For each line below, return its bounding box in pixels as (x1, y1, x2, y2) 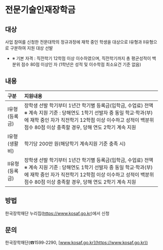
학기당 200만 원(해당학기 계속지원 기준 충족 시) (24, 140, 126, 147)
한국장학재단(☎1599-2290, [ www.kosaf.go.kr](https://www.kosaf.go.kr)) (5, 240, 148, 246)
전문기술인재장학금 (5, 4, 76, 16)
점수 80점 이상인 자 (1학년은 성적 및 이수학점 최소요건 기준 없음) (21, 62, 142, 67)
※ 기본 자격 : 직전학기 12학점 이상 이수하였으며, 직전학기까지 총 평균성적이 (12, 55, 151, 61)
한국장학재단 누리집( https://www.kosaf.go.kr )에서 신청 (5, 210, 110, 216)
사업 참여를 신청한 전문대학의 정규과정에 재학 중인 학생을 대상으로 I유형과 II (5, 39, 146, 45)
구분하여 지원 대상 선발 (10, 45, 53, 51)
